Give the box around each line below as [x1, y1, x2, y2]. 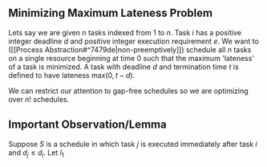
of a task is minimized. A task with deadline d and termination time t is [8, 62, 239, 71]
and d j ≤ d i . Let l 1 [8, 148, 64, 159]
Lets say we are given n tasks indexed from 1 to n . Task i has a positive [8, 27, 242, 37]
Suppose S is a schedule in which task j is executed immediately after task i [8, 139, 258, 149]
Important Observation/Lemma [8, 118, 167, 132]
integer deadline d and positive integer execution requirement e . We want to [8, 36, 259, 46]
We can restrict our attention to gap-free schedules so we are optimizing [8, 86, 249, 96]
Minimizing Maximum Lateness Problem [8, 6, 213, 20]
